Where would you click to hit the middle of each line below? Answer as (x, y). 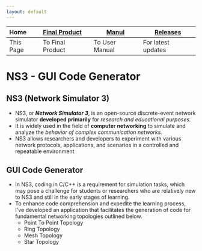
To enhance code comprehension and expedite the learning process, (100, 204)
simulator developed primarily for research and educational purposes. (103, 119)
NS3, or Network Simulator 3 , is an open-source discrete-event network (105, 113)
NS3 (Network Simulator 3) (58, 99)
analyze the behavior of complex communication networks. (88, 132)
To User (105, 42)
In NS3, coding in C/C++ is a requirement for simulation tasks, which (100, 184)
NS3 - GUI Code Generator (73, 76)
